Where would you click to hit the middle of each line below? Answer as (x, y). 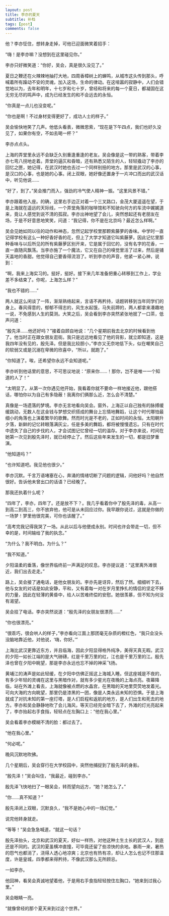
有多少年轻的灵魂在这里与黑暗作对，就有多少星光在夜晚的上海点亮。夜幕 (80, 680)
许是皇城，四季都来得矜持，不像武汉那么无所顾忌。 (67, 859)
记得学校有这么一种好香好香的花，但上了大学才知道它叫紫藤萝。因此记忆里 (82, 237)
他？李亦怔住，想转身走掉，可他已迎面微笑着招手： (58, 44)
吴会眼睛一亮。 (21, 898)
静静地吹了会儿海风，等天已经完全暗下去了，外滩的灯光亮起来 (100, 705)
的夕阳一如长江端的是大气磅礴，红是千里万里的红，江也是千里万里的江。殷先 (84, 656)
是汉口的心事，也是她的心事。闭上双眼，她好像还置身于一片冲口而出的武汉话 (84, 174)
